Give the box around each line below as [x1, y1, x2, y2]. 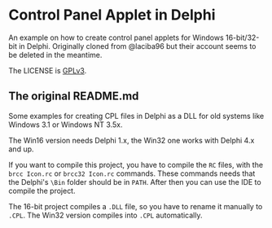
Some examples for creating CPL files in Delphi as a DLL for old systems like [8, 111, 265, 121]
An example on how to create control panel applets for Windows [8, 33, 224, 42]
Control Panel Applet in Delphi [8, 6, 216, 24]
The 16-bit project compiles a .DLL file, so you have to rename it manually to [8, 201, 263, 211]
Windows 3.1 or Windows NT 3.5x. [8, 120, 123, 129]
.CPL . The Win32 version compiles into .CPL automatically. [8, 210, 203, 220]
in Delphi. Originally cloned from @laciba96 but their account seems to [19, 41, 257, 50]
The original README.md [8, 90, 139, 103]
